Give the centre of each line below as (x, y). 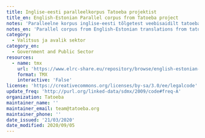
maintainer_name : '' (33, 103)
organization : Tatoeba (35, 97)
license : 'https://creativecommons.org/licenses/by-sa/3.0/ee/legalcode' (102, 86)
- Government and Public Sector (53, 52)
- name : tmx (27, 63)
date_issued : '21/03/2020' (41, 120)
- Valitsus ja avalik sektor (49, 40)
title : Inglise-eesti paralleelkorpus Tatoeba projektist (81, 12)
